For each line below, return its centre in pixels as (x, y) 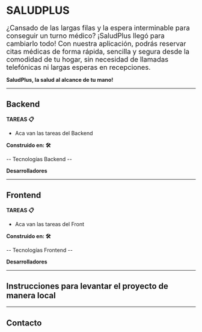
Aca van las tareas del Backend (54, 133)
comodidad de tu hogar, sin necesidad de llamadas (87, 59)
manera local (31, 295)
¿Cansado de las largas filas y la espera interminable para (98, 28)
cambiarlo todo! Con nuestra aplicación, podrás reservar (96, 44)
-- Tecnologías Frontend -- (40, 250)
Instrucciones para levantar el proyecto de (87, 286)
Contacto (24, 323)
